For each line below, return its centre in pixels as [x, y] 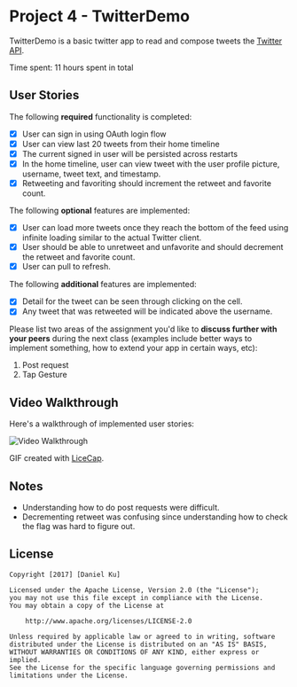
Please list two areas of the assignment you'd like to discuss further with [143, 329]
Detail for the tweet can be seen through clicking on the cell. [132, 301]
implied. [25, 660]
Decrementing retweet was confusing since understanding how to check [155, 517]
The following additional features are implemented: [103, 285]
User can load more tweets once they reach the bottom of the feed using [155, 228]
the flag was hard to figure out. [78, 526]
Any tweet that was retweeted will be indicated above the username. [147, 311]
